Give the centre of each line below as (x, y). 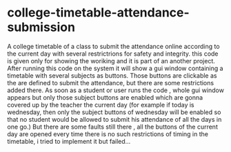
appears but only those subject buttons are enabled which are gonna (105, 97)
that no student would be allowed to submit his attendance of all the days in (114, 119)
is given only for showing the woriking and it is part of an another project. (111, 61)
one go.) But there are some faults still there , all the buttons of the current (113, 127)
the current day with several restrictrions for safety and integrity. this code (113, 54)
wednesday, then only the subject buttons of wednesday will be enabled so (114, 112)
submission (41, 27)
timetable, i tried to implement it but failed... (69, 141)
